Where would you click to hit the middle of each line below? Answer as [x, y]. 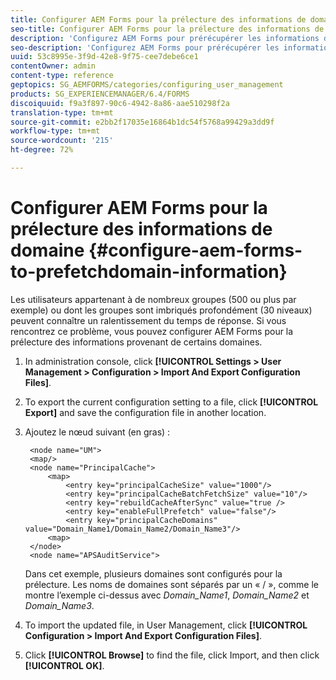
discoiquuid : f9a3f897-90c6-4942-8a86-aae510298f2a [120, 103]
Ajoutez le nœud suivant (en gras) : [97, 432]
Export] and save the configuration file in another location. [145, 412]
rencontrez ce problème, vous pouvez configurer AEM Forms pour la [152, 331]
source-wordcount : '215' [62, 141]
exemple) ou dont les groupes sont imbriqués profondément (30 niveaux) [161, 310]
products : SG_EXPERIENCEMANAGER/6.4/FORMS [100, 94]
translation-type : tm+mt [62, 112]
